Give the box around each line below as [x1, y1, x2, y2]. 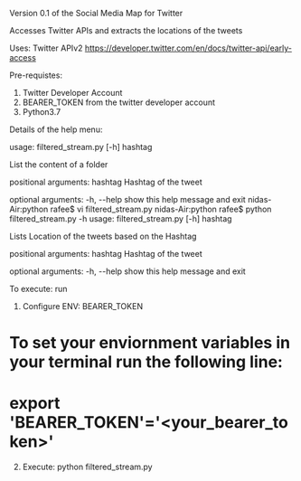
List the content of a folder [9, 159, 108, 170]
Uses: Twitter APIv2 [9, 42, 83, 53]
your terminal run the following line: [9, 352, 283, 373]
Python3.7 [22, 107, 61, 117]
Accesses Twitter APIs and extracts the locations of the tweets [9, 25, 243, 35]
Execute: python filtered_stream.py [22, 461, 153, 473]
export [9, 393, 61, 414]
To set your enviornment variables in [9, 333, 291, 354]
